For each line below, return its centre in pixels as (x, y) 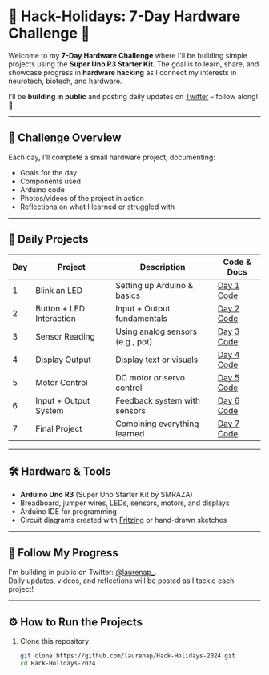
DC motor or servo (151, 377)
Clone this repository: (55, 641)
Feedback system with (158, 400)
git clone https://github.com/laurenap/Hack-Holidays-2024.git (128, 656)
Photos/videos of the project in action (82, 198)
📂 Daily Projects (48, 239)
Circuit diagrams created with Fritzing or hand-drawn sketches (123, 520)
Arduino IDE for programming (68, 512)
